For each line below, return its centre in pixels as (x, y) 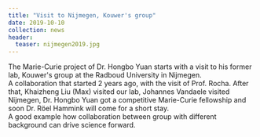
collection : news (37, 30)
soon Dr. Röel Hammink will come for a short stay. (89, 108)
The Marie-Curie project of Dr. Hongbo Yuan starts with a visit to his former (130, 67)
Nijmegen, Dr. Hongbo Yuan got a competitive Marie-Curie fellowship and (127, 100)
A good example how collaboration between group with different (112, 117)
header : (21, 37)
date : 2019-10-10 (37, 23)
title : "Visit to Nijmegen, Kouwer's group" (82, 15)
